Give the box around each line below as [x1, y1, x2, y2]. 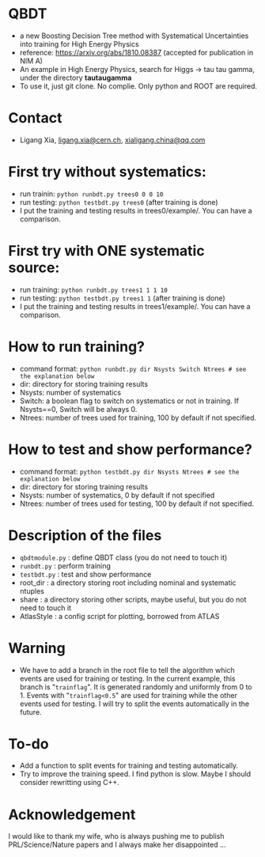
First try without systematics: [8, 163, 207, 181]
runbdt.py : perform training [19, 561, 111, 570]
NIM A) [19, 56, 44, 66]
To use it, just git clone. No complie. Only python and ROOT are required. [19, 81, 258, 91]
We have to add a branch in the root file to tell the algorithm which [19, 665, 235, 674]
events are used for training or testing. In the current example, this [19, 674, 236, 683]
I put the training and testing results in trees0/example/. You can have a [19, 206, 252, 215]
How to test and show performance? [8, 440, 253, 459]
